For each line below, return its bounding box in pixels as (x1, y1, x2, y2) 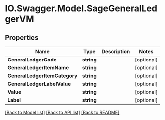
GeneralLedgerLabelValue (7, 80, 71, 87)
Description (101, 48, 130, 55)
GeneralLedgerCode (7, 57, 57, 63)
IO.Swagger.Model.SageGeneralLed (5, 3, 158, 14)
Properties (5, 33, 39, 42)
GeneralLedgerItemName (7, 64, 69, 71)
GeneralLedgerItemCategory (7, 72, 78, 79)
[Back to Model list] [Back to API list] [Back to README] (5, 110, 120, 115)
